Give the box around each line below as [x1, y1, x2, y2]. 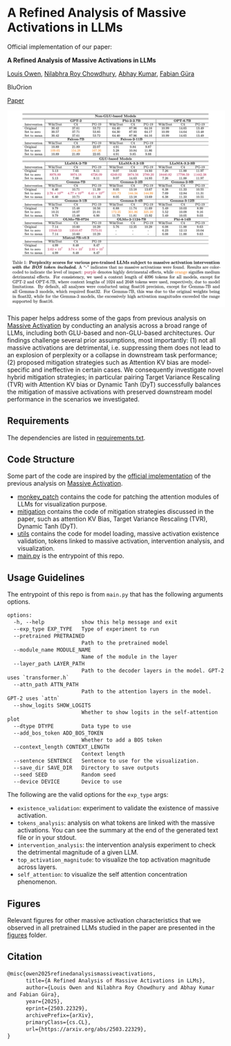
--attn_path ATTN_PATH [13, 681, 79, 688]
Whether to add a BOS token [81, 737, 163, 744]
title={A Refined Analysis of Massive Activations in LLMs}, [25, 977, 206, 984]
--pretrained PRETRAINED [13, 633, 85, 640]
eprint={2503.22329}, [25, 1004, 89, 1012]
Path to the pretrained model [81, 640, 169, 646]
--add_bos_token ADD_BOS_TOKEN [13, 730, 104, 737]
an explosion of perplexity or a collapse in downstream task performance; [7, 350, 218, 359]
